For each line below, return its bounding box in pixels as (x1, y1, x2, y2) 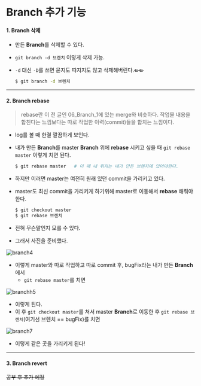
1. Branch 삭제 (6, 26, 41, 34)
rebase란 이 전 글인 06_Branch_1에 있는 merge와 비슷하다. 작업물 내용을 (20, 111, 191, 118)
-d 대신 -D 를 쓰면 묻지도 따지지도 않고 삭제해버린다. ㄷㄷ (14, 66, 144, 74)
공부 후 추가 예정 (6, 373, 45, 381)
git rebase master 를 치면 (23, 276, 86, 284)
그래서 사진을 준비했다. (14, 237, 68, 244)
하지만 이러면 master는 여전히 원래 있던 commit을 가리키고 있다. (14, 175, 166, 183)
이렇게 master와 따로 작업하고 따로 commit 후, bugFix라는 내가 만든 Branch (14, 262, 193, 269)
